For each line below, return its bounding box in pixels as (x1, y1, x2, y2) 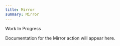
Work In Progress (5, 25, 41, 31)
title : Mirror (5, 7, 35, 12)
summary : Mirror (5, 12, 39, 17)
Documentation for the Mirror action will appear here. (5, 35, 115, 41)
